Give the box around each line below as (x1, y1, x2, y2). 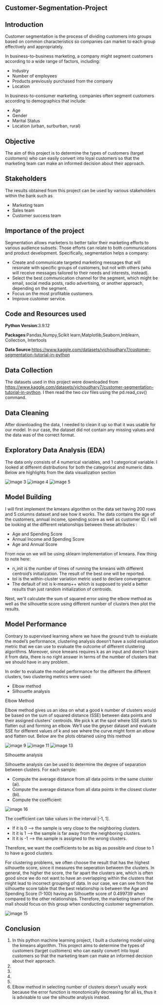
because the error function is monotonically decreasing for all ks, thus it (12, 989, 157, 995)
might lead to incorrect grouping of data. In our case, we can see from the (5, 880, 153, 886)
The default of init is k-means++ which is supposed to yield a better (12, 581, 148, 587)
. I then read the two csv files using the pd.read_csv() (40, 390, 147, 395)
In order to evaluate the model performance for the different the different (5, 668, 151, 674)
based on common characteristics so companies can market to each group (5, 39, 156, 44)
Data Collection (5, 366, 53, 374)
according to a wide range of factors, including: (5, 59, 101, 64)
